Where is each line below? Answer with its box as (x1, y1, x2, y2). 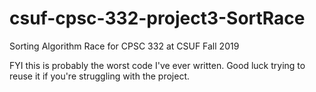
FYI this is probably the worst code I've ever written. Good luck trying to (9, 59, 306, 71)
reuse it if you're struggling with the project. (9, 70, 191, 82)
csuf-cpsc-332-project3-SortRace (9, 7, 306, 30)
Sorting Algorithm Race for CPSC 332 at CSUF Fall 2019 (9, 40, 240, 52)
